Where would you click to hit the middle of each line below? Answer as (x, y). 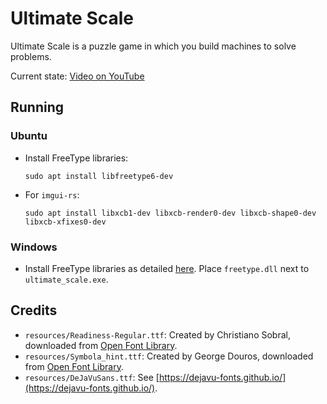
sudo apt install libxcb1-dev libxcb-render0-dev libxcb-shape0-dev (170, 213)
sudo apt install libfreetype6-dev (99, 176)
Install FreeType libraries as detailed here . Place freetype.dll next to (167, 268)
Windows (34, 247)
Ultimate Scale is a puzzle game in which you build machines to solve (153, 46)
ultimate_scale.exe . (66, 279)
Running (37, 107)
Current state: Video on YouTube (77, 76)
